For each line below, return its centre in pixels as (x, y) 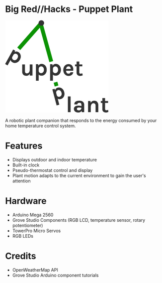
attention (21, 181)
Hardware (26, 201)
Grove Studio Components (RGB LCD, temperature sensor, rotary (79, 220)
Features (24, 146)
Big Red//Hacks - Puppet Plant (69, 9)
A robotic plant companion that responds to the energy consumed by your (81, 120)
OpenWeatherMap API (35, 270)
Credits (21, 256)
